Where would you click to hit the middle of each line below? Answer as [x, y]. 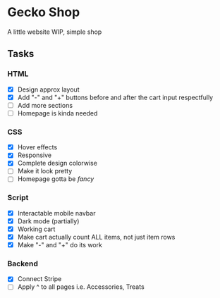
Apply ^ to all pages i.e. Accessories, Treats [81, 287]
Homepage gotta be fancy [56, 179]
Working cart [36, 229]
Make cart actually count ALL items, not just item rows [96, 237]
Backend [23, 263]
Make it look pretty [45, 171]
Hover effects [37, 147]
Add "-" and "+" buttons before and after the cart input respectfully [115, 97]
